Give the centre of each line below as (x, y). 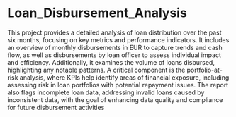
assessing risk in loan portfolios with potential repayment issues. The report (118, 85)
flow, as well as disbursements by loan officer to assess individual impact (114, 55)
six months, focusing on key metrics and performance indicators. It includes (118, 39)
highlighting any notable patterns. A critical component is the (96, 70)
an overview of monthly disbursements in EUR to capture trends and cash (115, 47)
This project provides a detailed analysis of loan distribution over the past (114, 32)
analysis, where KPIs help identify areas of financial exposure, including (124, 77)
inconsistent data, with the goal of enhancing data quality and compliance (115, 99)
